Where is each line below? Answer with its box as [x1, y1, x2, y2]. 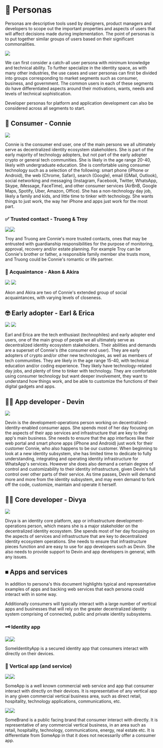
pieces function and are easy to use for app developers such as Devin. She [5, 543, 155, 549]
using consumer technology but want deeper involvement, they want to [5, 373, 148, 379]
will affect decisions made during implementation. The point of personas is [5, 31, 154, 36]
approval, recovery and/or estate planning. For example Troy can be [5, 246, 141, 252]
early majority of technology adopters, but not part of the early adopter [5, 152, 147, 158]
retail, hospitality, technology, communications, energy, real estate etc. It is [5, 727, 155, 733]
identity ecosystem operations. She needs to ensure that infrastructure [5, 538, 147, 544]
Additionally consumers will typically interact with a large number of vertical [5, 601, 157, 606]
